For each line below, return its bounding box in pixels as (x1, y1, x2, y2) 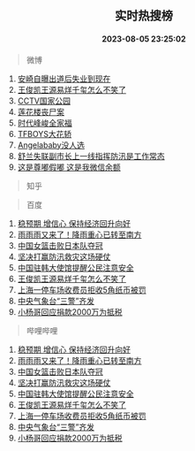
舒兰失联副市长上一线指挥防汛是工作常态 (17, 150, 165, 161)
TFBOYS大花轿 (17, 128, 72, 139)
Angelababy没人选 (17, 140, 86, 150)
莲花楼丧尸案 (17, 106, 64, 117)
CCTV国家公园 (17, 96, 71, 106)
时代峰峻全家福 (17, 118, 72, 128)
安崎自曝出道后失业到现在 (17, 73, 111, 84)
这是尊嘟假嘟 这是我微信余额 (17, 162, 121, 172)
